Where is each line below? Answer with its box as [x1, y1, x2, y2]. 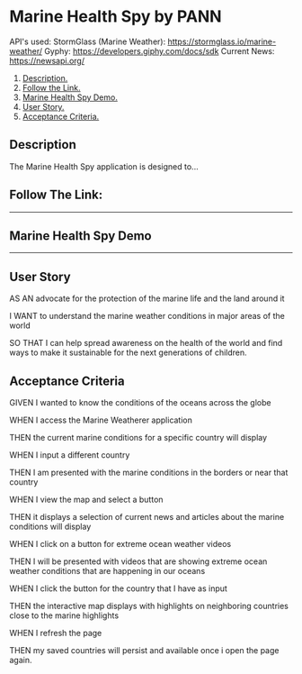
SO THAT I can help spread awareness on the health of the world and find [9, 338, 283, 349]
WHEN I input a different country [9, 450, 130, 460]
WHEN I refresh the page [9, 628, 102, 638]
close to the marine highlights [9, 610, 120, 621]
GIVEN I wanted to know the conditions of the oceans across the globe [9, 397, 271, 407]
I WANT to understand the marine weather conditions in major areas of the [9, 311, 285, 322]
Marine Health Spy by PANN [9, 6, 222, 27]
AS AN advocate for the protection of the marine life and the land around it [9, 293, 285, 304]
